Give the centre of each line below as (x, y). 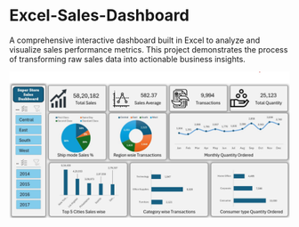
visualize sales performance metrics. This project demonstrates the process (149, 49)
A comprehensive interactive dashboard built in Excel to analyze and (135, 40)
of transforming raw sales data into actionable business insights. (128, 59)
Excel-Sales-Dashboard (99, 16)
